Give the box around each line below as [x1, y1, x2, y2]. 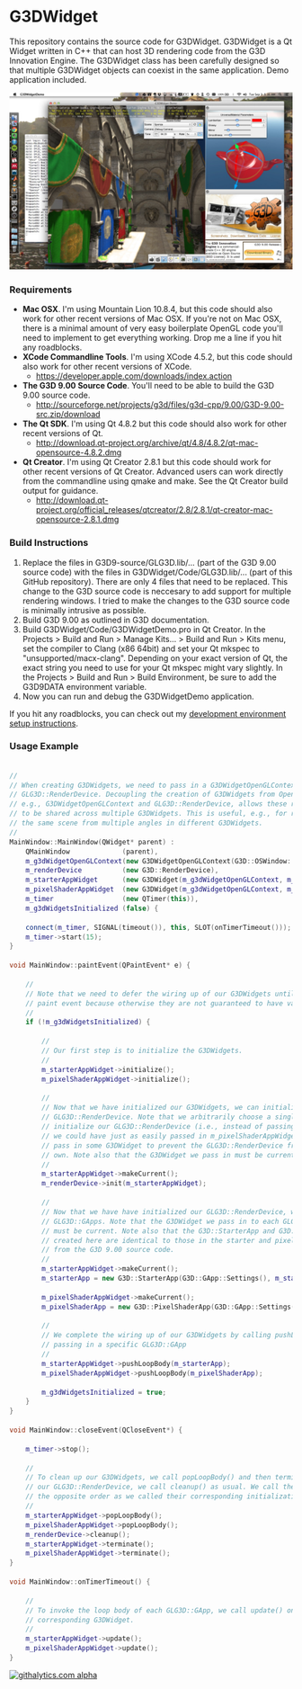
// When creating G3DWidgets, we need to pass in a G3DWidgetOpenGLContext [9, 781, 299, 790]
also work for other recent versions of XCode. [22, 362, 192, 372]
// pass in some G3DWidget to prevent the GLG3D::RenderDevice [41, 1140, 283, 1150]
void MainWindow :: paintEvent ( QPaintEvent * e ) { [9, 961, 191, 970]
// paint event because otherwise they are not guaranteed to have [25, 998, 283, 1008]
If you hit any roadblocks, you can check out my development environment [9, 708, 287, 719]
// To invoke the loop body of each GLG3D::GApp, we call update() [25, 1605, 283, 1615]
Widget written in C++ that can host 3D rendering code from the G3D [9, 45, 266, 56]
